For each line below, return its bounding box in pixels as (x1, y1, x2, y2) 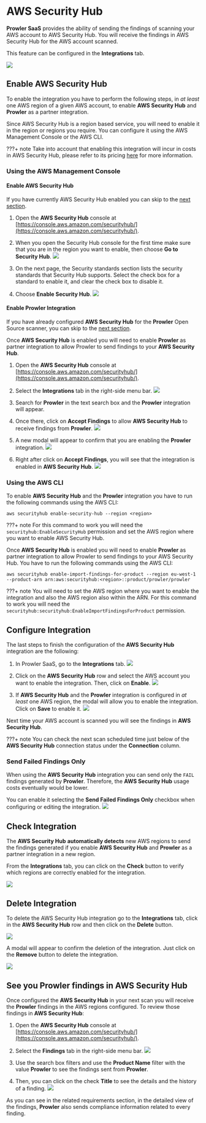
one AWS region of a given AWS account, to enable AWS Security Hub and (6, 101, 197, 109)
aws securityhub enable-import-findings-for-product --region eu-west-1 (6, 571, 196, 577)
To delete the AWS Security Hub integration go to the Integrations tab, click (6, 914, 198, 922)
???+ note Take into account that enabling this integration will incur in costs (6, 145, 196, 152)
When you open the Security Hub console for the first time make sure (15, 239, 191, 246)
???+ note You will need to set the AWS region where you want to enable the (6, 587, 199, 595)
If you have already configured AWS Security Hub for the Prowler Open (6, 318, 189, 326)
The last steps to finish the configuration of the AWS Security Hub (6, 641, 175, 649)
